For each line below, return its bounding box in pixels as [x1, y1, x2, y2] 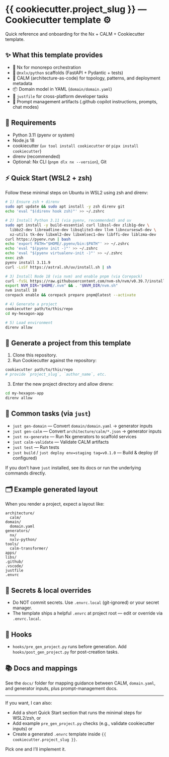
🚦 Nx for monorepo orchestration [12, 64, 81, 70]
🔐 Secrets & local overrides [5, 586, 92, 595]
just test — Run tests [12, 444, 59, 450]
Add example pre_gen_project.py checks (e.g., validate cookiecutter [12, 720, 155, 726]
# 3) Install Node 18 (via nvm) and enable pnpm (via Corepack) [5, 273, 143, 279]
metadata [12, 80, 33, 86]
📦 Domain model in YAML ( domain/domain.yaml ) [12, 86, 112, 92]
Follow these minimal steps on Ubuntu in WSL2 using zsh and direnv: [5, 190, 148, 196]
